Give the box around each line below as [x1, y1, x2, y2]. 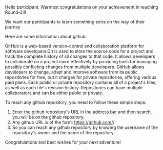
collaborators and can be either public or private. [5, 90, 103, 96]
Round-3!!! [5, 9, 27, 15]
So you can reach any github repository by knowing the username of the [12, 125, 158, 130]
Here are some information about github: [5, 34, 87, 39]
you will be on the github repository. [12, 114, 84, 120]
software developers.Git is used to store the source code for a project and [5, 49, 154, 54]
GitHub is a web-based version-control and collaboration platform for [5, 43, 144, 49]
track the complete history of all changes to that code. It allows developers [5, 53, 155, 59]
